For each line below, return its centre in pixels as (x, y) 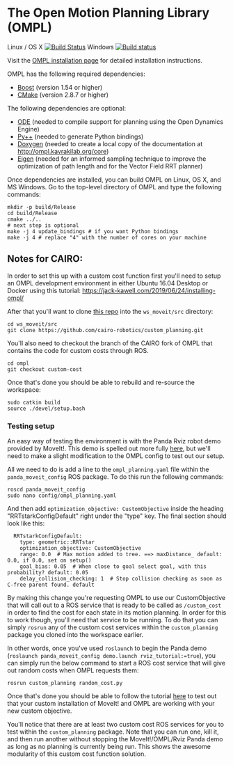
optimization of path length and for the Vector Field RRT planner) (110, 166)
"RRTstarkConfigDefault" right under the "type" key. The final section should (117, 516)
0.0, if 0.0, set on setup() (49, 561)
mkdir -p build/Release (42, 207)
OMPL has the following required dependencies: (77, 74)
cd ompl (18, 363)
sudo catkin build (34, 402)
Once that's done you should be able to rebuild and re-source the (101, 382)
